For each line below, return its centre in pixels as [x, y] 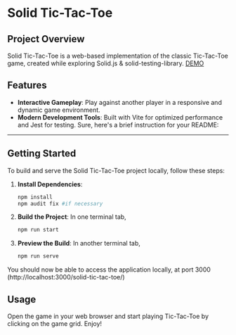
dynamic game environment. [59, 110]
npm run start [38, 230]
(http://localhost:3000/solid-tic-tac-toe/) [66, 277]
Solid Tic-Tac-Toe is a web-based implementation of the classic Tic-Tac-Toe [118, 56]
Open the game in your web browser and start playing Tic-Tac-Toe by [108, 316]
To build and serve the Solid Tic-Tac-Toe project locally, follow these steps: [116, 170]
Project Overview [46, 39]
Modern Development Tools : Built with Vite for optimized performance [120, 117]
